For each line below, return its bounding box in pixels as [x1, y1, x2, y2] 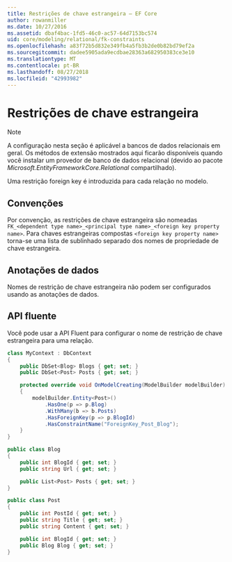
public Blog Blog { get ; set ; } [20, 542, 114, 549]
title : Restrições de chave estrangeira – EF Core [7, 10, 157, 17]
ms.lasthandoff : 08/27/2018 [7, 68, 89, 75]
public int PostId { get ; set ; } [20, 510, 117, 517]
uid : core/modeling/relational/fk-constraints [7, 36, 145, 43]
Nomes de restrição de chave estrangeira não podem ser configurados [7, 283, 211, 291]
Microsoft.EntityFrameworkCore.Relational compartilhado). [7, 164, 176, 172]
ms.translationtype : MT [7, 56, 77, 63]
